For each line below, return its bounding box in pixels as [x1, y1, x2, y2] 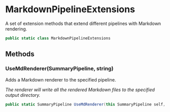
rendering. [5, 25, 27, 32]
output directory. [5, 92, 41, 98]
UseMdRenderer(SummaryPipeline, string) [5, 65, 114, 72]
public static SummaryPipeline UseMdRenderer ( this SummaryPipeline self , [5, 102, 166, 107]
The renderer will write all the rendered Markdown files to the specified [5, 87, 155, 93]
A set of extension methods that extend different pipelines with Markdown [5, 20, 161, 26]
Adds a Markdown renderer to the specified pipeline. [5, 76, 116, 82]
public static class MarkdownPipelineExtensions [5, 36, 111, 41]
